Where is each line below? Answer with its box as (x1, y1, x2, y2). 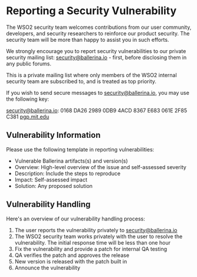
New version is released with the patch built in (14, 258, 127, 265)
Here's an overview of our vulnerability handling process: (6, 215, 146, 222)
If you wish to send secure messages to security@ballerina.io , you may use (6, 89, 190, 96)
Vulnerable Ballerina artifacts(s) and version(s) (14, 157, 128, 164)
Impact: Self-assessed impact (14, 176, 87, 183)
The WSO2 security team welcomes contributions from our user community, (6, 24, 192, 31)
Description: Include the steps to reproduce (14, 170, 121, 177)
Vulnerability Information (6, 130, 101, 140)
